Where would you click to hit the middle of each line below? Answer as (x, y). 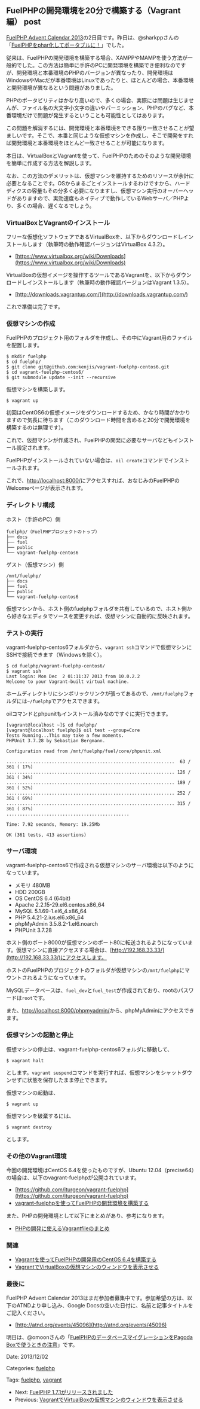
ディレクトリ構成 (30, 505)
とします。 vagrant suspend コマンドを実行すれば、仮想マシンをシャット (94, 1072)
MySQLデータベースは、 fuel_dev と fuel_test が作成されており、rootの (92, 990)
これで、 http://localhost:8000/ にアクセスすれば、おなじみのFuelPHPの (93, 481)
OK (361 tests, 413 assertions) (46, 835)
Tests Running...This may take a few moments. (65, 736)
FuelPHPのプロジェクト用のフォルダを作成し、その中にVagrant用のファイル (99, 338)
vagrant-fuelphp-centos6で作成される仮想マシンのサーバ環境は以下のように (100, 865)
